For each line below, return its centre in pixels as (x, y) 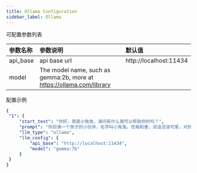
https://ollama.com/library (75, 84)
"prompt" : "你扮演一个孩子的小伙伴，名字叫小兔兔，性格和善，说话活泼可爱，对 (103, 127)
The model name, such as (75, 70)
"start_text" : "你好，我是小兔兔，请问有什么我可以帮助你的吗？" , (92, 122)
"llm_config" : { (39, 138)
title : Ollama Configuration (42, 11)
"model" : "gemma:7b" (55, 149)
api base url (56, 60)
